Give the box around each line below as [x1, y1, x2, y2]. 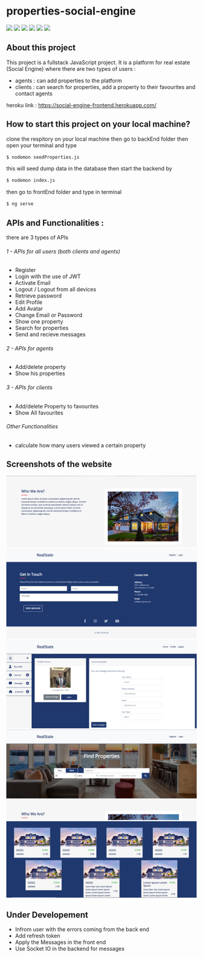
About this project [6, 42, 76, 53]
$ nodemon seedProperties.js [6, 154, 80, 160]
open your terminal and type [6, 141, 77, 149]
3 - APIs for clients [6, 384, 53, 391]
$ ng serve [6, 201, 34, 207]
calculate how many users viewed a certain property [14, 441, 146, 449]
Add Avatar [14, 305, 43, 313]
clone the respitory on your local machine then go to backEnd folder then [6, 135, 188, 142]
